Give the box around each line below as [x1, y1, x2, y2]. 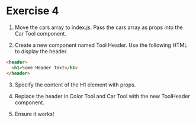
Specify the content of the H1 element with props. [14, 81, 136, 88]
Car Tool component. [14, 30, 67, 37]
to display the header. [14, 47, 68, 54]
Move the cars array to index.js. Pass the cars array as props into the [14, 24, 183, 31]
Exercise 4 [6, 4, 59, 18]
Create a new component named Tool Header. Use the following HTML [14, 41, 188, 49]
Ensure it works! [14, 110, 54, 117]
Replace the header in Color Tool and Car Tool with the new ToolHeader [14, 92, 191, 99]
